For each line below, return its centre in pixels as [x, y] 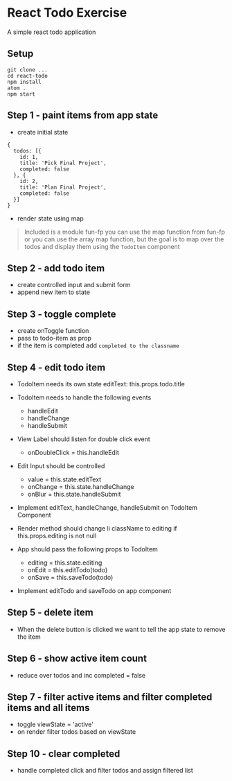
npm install [24, 82]
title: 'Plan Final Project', [63, 187]
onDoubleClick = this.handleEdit [73, 453]
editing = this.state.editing [65, 563]
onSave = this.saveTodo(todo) [70, 577]
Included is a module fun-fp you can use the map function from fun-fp [124, 232]
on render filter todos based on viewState [77, 732]
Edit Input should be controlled [61, 466]
